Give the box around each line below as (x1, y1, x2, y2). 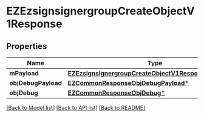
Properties (6, 41, 47, 51)
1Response (6, 17, 63, 31)
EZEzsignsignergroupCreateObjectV (6, 4, 195, 18)
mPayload (9, 69, 39, 77)
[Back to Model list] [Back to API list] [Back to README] (6, 104, 146, 111)
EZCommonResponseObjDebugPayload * (67, 79, 189, 87)
